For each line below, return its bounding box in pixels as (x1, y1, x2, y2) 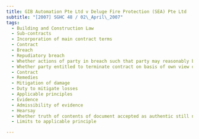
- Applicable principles (11, 91, 73, 97)
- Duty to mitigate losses (11, 86, 78, 92)
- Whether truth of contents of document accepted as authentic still (11, 113, 190, 119)
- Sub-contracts (11, 31, 52, 37)
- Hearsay (11, 108, 36, 114)
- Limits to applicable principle (11, 119, 97, 125)
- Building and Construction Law (11, 25, 94, 31)
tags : (6, 20, 20, 25)
